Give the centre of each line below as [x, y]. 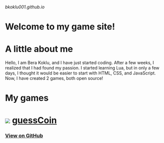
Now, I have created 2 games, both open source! [54, 78]
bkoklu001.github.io [25, 7]
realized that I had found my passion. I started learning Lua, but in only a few [82, 68]
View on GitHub [24, 136]
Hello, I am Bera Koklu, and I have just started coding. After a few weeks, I [80, 62]
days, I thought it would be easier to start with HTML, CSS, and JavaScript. [81, 73]
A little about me [39, 49]
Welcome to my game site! [60, 26]
